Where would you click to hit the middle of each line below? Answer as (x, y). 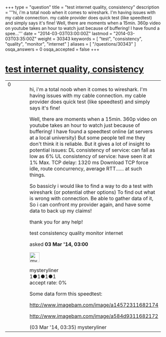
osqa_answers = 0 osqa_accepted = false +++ (52, 49)
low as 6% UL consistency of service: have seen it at (91, 156)
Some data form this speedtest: (66, 293)
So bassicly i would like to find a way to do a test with (91, 186)
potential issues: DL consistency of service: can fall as (92, 150)
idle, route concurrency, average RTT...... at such (86, 168)
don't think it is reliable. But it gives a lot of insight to (90, 144)
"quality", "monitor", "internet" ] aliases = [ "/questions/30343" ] (71, 44)
